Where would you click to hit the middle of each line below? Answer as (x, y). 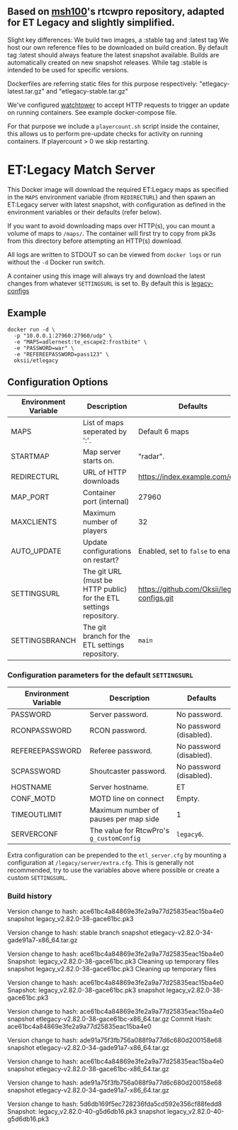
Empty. (188, 798)
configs (18, 290)
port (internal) (106, 502)
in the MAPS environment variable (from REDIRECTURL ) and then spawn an (112, 197)
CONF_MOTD (33, 798)
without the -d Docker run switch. (56, 262)
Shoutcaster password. (128, 771)
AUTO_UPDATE (36, 551)
